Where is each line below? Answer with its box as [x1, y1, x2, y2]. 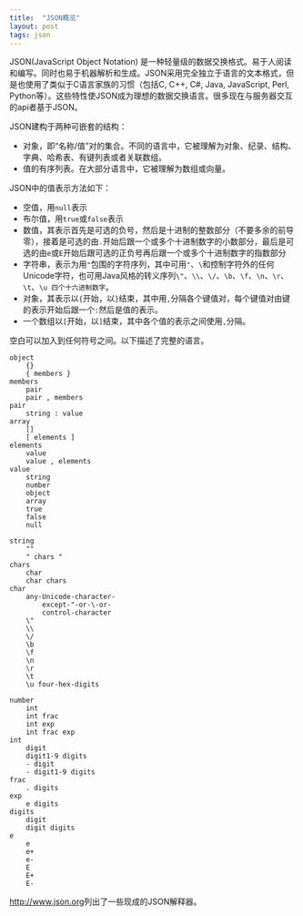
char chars [25, 576, 67, 585]
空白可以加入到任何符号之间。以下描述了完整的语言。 [9, 335, 209, 346]
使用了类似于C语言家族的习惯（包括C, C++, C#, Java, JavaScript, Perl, [25, 79, 289, 90]
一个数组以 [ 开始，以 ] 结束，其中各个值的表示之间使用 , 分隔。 [22, 316, 251, 327]
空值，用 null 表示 [22, 202, 88, 213]
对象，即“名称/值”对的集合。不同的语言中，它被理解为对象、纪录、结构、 [22, 140, 297, 151]
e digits [25, 799, 59, 809]
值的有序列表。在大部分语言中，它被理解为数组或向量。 [22, 163, 230, 174]
